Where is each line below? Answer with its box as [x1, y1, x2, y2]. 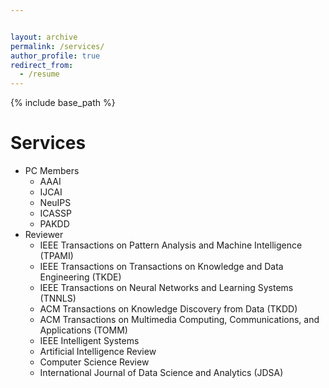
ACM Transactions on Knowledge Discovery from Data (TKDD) [39, 303, 298, 315]
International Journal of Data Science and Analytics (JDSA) [39, 367, 284, 379]
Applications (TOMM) [39, 324, 128, 336]
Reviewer [24, 229, 64, 241]
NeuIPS [39, 197, 72, 209]
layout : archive [10, 32, 78, 42]
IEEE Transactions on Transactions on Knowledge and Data [39, 261, 284, 273]
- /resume [19, 69, 60, 80]
